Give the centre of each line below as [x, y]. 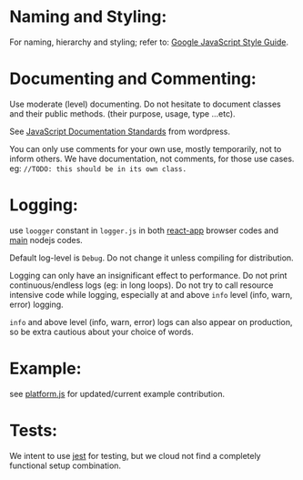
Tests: [33, 430]
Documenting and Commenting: [133, 79]
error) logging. [36, 304]
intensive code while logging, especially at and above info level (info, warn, [151, 294]
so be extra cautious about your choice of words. [101, 332]
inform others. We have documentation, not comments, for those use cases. [152, 158]
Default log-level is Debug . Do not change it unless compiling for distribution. [151, 258]
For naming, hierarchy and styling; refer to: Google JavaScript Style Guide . [149, 42]
